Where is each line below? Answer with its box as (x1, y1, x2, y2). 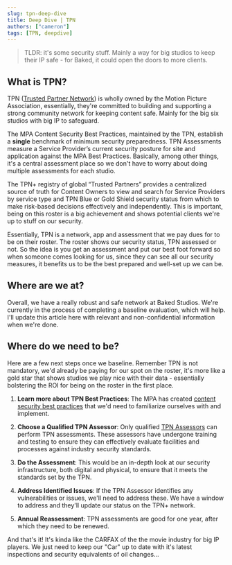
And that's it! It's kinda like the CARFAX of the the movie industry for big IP (7, 535, 220, 544)
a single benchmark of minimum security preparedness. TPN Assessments (7, 137, 222, 146)
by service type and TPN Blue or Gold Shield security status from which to (7, 195, 220, 203)
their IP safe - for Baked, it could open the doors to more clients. (24, 56, 208, 64)
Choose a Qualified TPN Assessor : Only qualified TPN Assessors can (17, 422, 218, 431)
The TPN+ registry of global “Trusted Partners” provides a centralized (7, 180, 206, 189)
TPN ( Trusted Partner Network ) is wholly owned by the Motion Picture (7, 94, 207, 103)
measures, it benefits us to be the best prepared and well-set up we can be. (7, 260, 224, 268)
